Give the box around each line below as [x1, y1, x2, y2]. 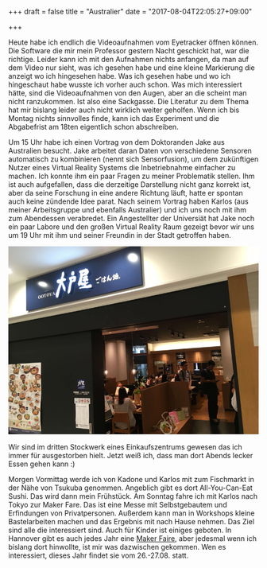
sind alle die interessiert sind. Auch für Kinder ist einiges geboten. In [8, 525, 232, 535]
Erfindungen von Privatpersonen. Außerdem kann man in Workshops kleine [8, 508, 255, 518]
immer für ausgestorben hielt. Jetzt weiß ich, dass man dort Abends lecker [8, 451, 253, 461]
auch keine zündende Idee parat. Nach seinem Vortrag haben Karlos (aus [8, 196, 249, 206]
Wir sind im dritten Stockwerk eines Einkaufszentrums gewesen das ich [8, 442, 242, 452]
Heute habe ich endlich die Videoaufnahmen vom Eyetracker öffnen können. [8, 37, 258, 47]
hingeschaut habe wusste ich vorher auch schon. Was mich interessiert [8, 80, 242, 89]
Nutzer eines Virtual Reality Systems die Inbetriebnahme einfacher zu [8, 163, 236, 172]
